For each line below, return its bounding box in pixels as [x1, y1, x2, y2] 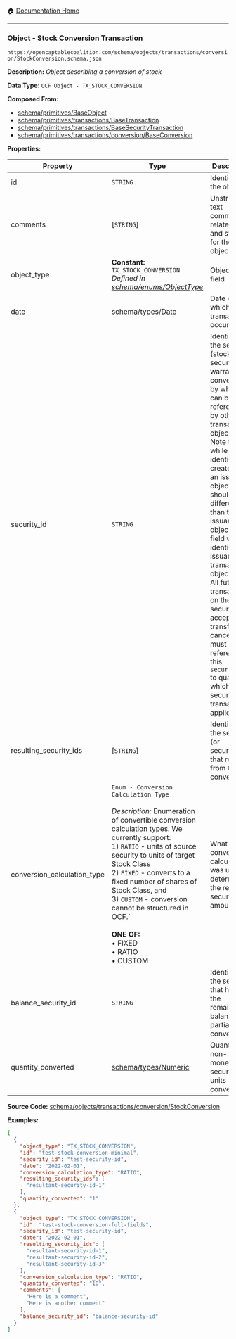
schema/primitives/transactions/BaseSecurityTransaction [17, 123, 184, 132]
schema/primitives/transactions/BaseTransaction [17, 116, 159, 125]
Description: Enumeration [111, 806, 195, 816]
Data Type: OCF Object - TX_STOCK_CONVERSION [7, 81, 143, 90]
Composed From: [7, 95, 59, 103]
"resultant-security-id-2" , [25, 1254, 109, 1261]
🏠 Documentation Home [7, 6, 79, 15]
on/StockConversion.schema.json [7, 56, 102, 63]
